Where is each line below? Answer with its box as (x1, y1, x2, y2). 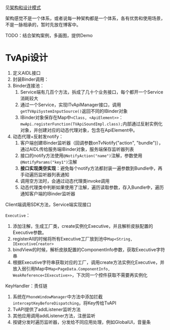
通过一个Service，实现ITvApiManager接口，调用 (20, 101, 121, 108)
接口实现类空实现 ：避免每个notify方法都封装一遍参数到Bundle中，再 (20, 165, 163, 171)
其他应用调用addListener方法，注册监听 (12, 312, 95, 319)
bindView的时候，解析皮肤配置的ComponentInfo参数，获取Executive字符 (12, 246, 165, 253)
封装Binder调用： (12, 76, 49, 82)
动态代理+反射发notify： (12, 133, 63, 139)
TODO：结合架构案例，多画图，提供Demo (5, 33, 93, 38)
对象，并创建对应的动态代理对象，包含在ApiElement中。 (20, 127, 138, 133)
